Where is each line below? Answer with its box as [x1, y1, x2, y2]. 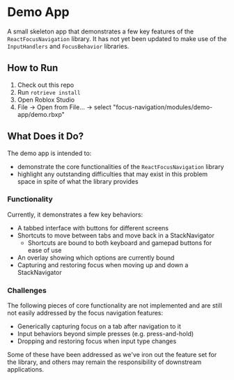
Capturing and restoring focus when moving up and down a [17, 260, 189, 269]
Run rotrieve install [17, 88, 81, 96]
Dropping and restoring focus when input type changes [17, 337, 177, 345]
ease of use [27, 246, 62, 254]
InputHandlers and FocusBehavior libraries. [7, 42, 130, 50]
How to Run [7, 62, 58, 74]
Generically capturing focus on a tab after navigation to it [17, 322, 181, 331]
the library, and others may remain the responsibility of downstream [7, 358, 202, 366]
